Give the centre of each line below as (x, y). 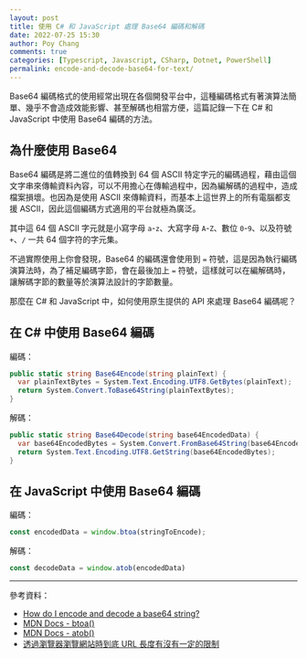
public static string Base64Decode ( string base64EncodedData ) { (134, 435)
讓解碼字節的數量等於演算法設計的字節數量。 (94, 281)
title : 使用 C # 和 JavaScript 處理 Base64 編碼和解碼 (107, 27)
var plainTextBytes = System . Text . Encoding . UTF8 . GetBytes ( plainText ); (155, 382)
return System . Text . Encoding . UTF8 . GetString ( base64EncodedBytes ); (147, 452)
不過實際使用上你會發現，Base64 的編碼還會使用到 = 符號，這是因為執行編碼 (153, 259)
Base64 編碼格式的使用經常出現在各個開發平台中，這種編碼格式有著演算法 (149, 96)
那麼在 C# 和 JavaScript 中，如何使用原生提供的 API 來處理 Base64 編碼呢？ (153, 301)
